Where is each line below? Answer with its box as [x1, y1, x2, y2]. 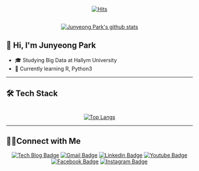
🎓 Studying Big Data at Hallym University [14, 56, 117, 63]
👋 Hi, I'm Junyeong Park [6, 40, 97, 50]
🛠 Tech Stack [6, 89, 58, 99]
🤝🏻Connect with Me [6, 136, 81, 146]
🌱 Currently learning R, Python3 [14, 65, 92, 72]
